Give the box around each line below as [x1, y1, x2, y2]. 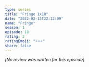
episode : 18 [5, 30, 29, 34]
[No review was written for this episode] [5, 56, 85, 62]
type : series [5, 7, 31, 12]
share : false [5, 43, 31, 48]
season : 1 [5, 25, 25, 30]
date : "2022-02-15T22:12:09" [5, 16, 64, 21]
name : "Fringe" [5, 20, 36, 26]
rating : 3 [5, 34, 25, 39]
